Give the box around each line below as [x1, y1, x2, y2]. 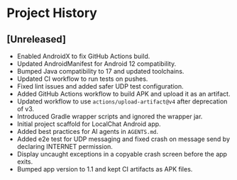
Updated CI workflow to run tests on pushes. [16, 74, 148, 83]
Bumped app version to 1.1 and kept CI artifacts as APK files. [16, 165, 193, 173]
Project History [6, 5, 97, 21]
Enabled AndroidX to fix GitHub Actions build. [16, 52, 150, 60]
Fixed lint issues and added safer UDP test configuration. [16, 82, 184, 90]
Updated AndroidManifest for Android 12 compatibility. [16, 60, 177, 68]
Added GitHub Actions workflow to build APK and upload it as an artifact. [16, 90, 231, 98]
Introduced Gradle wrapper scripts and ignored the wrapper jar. [16, 112, 203, 120]
